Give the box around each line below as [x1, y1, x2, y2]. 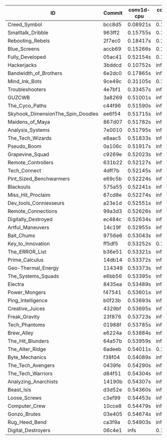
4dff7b [103, 167, 120, 174]
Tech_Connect [7, 167, 41, 174]
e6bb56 [103, 273, 122, 279]
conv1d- [128, 6, 151, 13]
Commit [103, 9, 123, 16]
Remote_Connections [7, 208, 58, 214]
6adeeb [103, 346, 122, 353]
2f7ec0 [103, 37, 121, 44]
